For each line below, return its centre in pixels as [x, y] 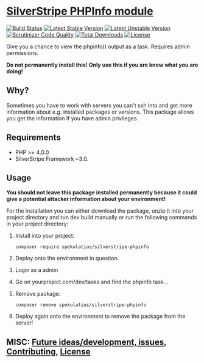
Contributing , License [48, 352]
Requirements [33, 138]
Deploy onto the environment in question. [67, 258]
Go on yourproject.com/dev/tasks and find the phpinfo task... [92, 282]
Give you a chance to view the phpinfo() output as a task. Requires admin [98, 46]
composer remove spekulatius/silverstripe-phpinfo [81, 305]
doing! [15, 71]
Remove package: [38, 294]
